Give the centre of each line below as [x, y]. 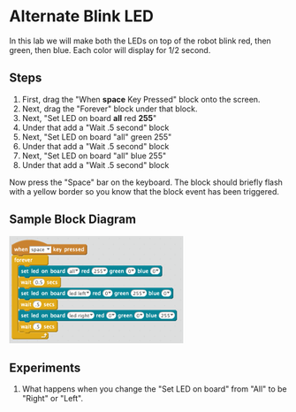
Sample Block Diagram [73, 220]
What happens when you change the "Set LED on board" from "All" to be [154, 389]
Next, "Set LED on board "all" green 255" [97, 137]
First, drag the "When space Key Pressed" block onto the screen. [141, 99]
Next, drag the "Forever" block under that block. [110, 109]
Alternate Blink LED [82, 16]
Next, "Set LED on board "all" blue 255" [94, 156]
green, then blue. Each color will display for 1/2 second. [110, 50]
